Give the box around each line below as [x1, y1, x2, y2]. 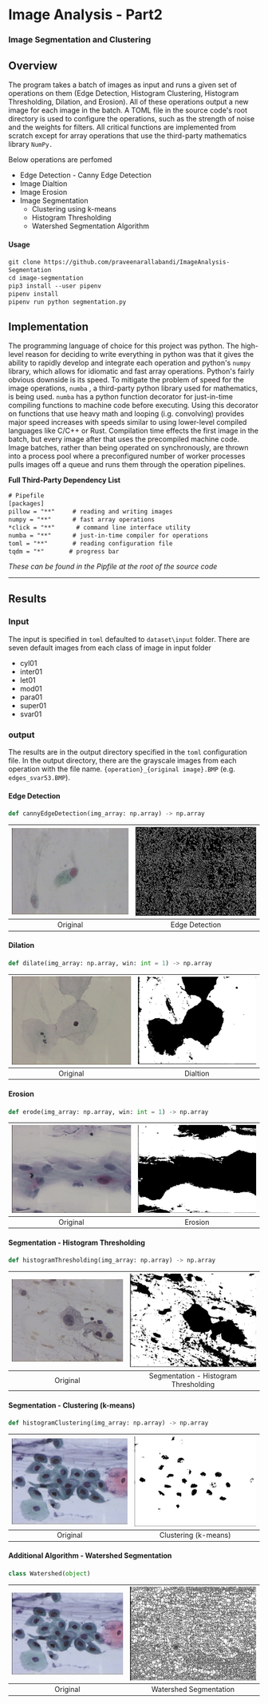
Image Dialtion [19, 178, 68, 188]
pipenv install [8, 290, 59, 299]
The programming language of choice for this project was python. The [8, 341, 239, 351]
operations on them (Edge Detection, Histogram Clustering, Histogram [8, 88, 239, 97]
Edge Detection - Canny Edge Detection [19, 170, 152, 180]
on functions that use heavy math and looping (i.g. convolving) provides [8, 409, 245, 418]
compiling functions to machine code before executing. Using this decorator [8, 400, 259, 410]
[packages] [8, 499, 45, 508]
